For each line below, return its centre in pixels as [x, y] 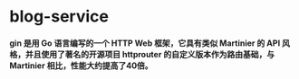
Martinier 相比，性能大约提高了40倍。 [81, 66]
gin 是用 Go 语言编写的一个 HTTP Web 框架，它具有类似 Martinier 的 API [145, 43]
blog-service [59, 17]
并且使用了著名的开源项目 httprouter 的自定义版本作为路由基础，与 [149, 54]
